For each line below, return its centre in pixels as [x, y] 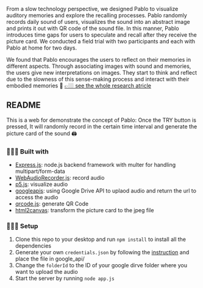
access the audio [37, 198]
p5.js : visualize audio [41, 184]
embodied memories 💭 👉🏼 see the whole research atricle [79, 86]
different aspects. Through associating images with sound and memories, [99, 66]
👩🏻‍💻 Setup [22, 226]
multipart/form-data [40, 171]
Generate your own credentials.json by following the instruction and [102, 253]
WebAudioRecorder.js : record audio [60, 178]
